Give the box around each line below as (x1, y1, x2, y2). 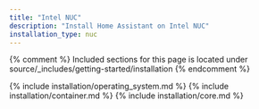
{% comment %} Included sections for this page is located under (9, 54, 248, 65)
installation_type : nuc (9, 29, 98, 38)
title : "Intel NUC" (9, 13, 82, 22)
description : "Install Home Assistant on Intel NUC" (9, 21, 210, 30)
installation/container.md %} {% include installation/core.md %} (9, 90, 244, 101)
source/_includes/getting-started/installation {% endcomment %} (9, 63, 250, 74)
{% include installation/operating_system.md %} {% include (9, 81, 230, 92)
